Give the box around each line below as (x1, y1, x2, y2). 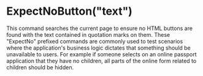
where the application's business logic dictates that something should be (6, 44, 191, 51)
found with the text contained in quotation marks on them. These (6, 31, 170, 38)
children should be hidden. (6, 63, 74, 71)
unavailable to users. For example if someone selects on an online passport (6, 50, 197, 58)
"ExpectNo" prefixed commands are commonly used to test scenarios (6, 37, 183, 45)
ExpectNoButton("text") (6, 4, 133, 18)
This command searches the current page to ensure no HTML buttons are (6, 25, 193, 32)
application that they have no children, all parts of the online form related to (6, 57, 197, 64)
